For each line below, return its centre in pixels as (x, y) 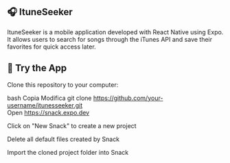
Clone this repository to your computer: (63, 84)
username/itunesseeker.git (45, 105)
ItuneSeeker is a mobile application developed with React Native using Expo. (115, 32)
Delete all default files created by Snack (64, 139)
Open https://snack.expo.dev (48, 112)
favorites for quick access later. (51, 47)
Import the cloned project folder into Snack (68, 152)
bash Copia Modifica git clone (49, 98)
